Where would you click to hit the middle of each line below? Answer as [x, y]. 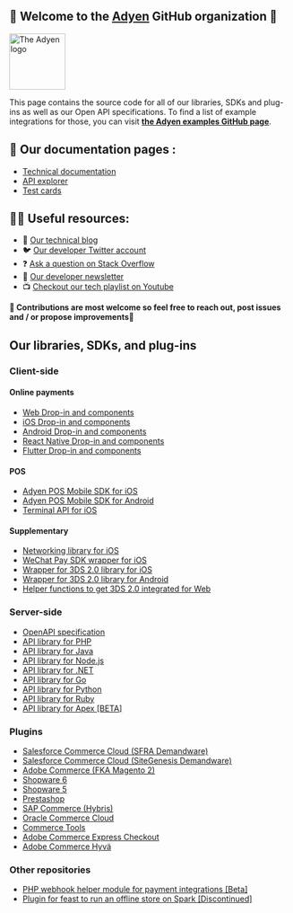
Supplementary [39, 530]
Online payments [42, 393]
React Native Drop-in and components [93, 440]
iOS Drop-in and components [76, 421]
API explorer [45, 181]
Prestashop [43, 798]
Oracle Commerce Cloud [68, 818]
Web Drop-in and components [78, 412]
